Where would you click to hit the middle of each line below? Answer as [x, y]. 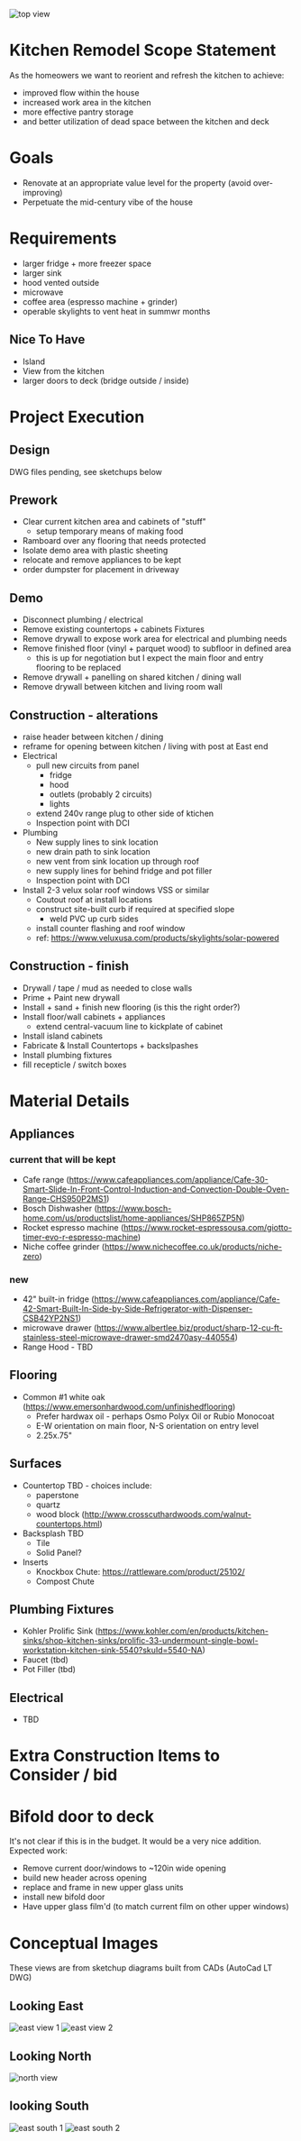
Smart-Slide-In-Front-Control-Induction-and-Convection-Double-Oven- [156, 1189]
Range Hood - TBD [57, 1347]
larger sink [42, 273]
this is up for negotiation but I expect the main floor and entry [150, 658]
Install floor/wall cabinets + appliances [94, 1016]
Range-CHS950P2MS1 [64, 1198]
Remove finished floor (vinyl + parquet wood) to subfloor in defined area [157, 648]
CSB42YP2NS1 [50, 1318]
